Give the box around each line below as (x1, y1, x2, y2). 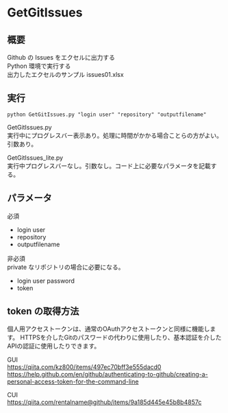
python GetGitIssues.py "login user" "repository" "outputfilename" (7, 111, 207, 118)
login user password (16, 276, 75, 285)
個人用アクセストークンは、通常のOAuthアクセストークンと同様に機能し (7, 324, 210, 333)
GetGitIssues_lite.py (7, 153, 64, 162)
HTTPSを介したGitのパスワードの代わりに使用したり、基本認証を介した (20, 333, 222, 342)
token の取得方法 (7, 305, 79, 317)
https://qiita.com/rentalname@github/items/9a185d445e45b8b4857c (7, 398, 202, 406)
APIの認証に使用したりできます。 (7, 342, 101, 351)
